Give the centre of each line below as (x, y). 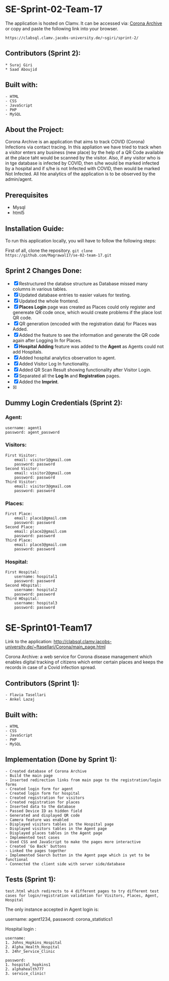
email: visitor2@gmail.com (43, 473)
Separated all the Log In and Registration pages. (70, 376)
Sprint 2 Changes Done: (44, 271)
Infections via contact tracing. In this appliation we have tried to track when (83, 147)
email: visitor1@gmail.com (43, 460)
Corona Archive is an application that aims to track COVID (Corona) (75, 142)
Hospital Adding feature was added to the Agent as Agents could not (91, 346)
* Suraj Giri (19, 65)
